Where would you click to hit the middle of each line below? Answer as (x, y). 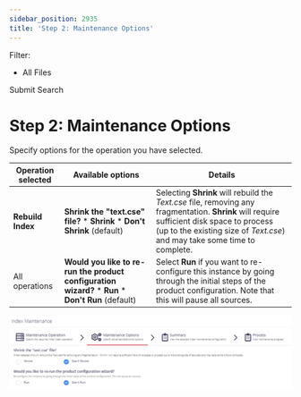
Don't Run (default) (100, 300)
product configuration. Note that (215, 291)
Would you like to (97, 262)
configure (174, 272)
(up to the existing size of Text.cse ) (220, 231)
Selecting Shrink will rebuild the (214, 193)
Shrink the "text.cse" (104, 212)
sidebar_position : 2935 (54, 19)
